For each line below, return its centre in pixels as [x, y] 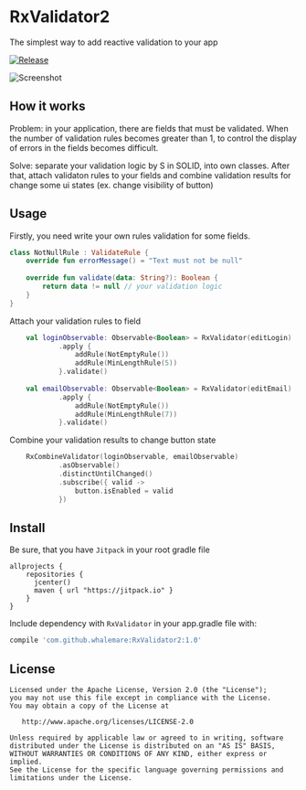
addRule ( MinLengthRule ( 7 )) [126, 414]
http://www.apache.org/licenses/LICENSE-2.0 [108, 722]
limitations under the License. [71, 778]
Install [27, 528]
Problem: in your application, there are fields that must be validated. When [149, 128]
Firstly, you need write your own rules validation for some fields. [130, 236]
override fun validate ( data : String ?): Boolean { [122, 278]
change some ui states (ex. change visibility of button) [111, 185]
